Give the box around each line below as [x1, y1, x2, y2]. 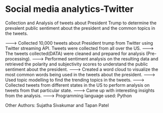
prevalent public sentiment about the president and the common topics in [5, 25, 156, 31]
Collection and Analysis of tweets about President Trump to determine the [5, 20, 157, 26]
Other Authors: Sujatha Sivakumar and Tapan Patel [5, 102, 109, 108]
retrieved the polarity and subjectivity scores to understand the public [5, 61, 148, 67]
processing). [5, 56, 31, 61]
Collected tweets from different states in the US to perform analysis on [5, 82, 150, 88]
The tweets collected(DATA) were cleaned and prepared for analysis [5, 51, 145, 56]
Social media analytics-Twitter [5, 3, 134, 15]
